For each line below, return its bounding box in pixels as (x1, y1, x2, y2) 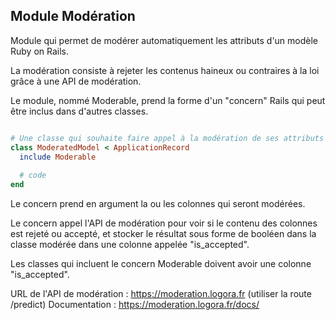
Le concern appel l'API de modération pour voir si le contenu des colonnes (10, 217, 318, 229)
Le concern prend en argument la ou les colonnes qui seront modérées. (10, 198, 306, 210)
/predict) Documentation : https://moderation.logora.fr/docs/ (10, 299, 260, 311)
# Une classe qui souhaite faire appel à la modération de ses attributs (10, 133, 325, 143)
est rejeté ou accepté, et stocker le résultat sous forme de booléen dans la (10, 228, 317, 240)
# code (19, 170, 47, 181)
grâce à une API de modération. (10, 75, 142, 87)
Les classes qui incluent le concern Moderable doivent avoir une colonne (10, 258, 312, 270)
